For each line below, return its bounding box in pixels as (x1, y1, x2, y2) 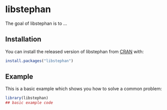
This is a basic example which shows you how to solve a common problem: (5, 86, 162, 92)
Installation (5, 35, 41, 44)
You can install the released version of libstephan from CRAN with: (5, 48, 144, 54)
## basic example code (5, 100, 53, 105)
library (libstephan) (5, 95, 49, 101)
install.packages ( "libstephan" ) (5, 58, 73, 63)
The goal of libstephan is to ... (5, 20, 67, 26)
